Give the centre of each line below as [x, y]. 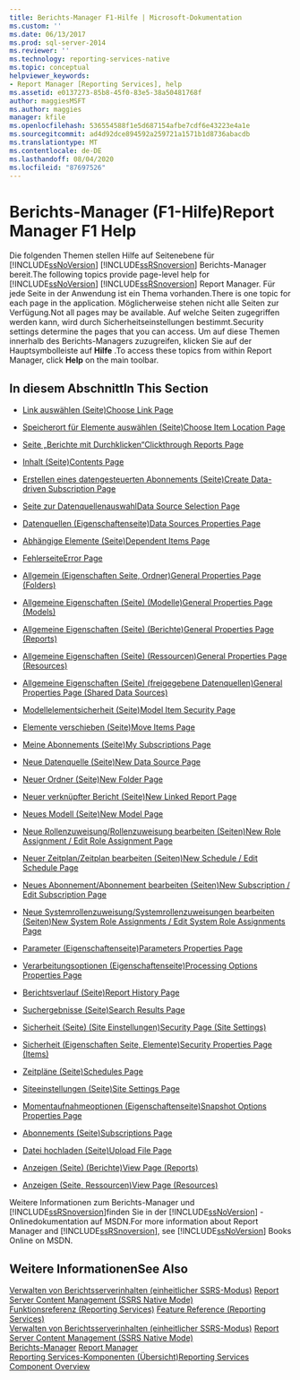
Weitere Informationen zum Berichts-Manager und [102, 1203]
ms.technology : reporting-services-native [90, 59]
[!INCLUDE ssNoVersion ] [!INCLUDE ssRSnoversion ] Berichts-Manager [138, 265]
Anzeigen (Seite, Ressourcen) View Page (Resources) [120, 1185]
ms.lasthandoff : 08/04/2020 [62, 159]
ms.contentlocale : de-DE [56, 150]
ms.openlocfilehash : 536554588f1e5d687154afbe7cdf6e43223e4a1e [130, 126]
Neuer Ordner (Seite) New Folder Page [93, 779]
